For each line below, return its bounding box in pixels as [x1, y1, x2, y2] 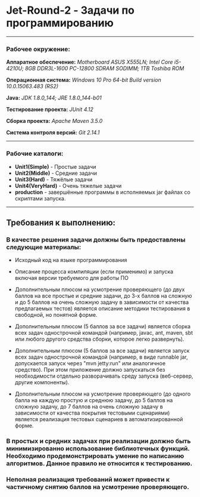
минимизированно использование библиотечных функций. [6, 444, 190, 453]
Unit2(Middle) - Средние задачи [14, 169, 97, 177]
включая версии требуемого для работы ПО [14, 274, 129, 282]
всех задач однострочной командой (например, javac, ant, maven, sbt [14, 329, 193, 337]
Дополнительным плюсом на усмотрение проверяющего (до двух [14, 286, 185, 293]
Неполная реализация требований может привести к [6, 476, 170, 484]
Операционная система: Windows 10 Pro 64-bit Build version [6, 76, 162, 84]
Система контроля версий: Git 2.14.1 [6, 129, 100, 136]
